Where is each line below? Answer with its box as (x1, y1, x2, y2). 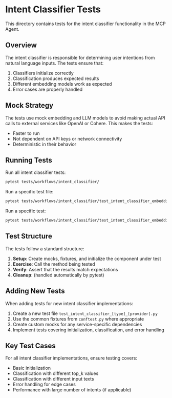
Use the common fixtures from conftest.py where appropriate (12, 315, 144, 322)
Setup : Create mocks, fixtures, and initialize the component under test (12, 255, 161, 262)
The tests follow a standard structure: (5, 245, 84, 252)
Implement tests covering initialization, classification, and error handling (12, 327, 165, 333)
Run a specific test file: (5, 189, 54, 195)
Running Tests (5, 155, 52, 165)
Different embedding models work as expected (12, 81, 112, 87)
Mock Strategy (5, 101, 54, 110)
